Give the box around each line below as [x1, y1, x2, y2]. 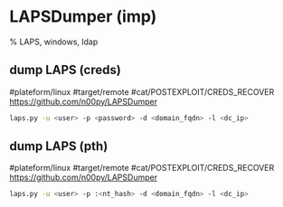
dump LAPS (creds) [9, 62, 122, 78]
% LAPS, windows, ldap [9, 36, 99, 47]
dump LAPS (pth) [9, 138, 108, 155]
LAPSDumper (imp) [9, 6, 157, 27]
